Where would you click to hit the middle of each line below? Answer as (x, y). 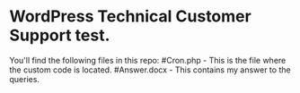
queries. (25, 79)
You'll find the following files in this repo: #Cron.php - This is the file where (148, 60)
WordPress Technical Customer (130, 17)
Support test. (60, 35)
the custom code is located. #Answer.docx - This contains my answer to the (150, 70)
